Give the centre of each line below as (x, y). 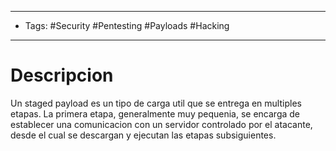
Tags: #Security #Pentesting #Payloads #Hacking (127, 25)
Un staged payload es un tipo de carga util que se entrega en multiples (156, 103)
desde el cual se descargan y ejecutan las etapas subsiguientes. (143, 135)
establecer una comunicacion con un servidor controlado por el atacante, (161, 124)
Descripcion (62, 75)
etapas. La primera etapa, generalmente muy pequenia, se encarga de (155, 113)
